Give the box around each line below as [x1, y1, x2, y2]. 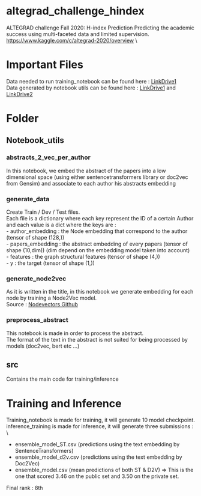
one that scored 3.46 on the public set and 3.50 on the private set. [14, 473, 179, 480]
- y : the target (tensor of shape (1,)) [6, 259, 95, 267]
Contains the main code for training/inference [6, 375, 119, 383]
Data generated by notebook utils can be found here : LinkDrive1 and [6, 84, 176, 91]
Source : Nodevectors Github [6, 301, 78, 308]
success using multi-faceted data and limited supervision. [6, 30, 149, 37]
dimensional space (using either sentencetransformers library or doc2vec [6, 173, 188, 181]
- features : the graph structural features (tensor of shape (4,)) [6, 253, 160, 261]
